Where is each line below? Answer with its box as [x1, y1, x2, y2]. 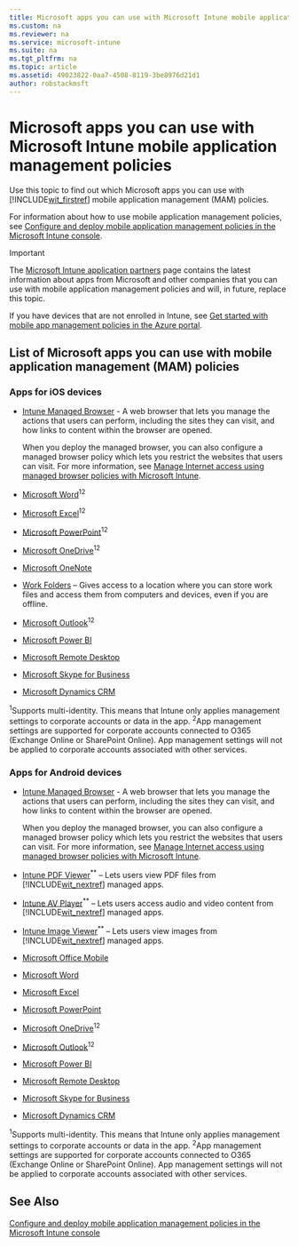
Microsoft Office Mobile [21, 953, 109, 963]
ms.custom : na [9, 21, 62, 30]
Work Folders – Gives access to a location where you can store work [21, 579, 273, 590]
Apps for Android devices [9, 766, 122, 779]
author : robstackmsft [9, 79, 90, 88]
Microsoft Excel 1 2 [21, 506, 86, 518]
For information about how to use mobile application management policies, [9, 211, 282, 222]
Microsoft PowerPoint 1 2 [21, 525, 108, 538]
